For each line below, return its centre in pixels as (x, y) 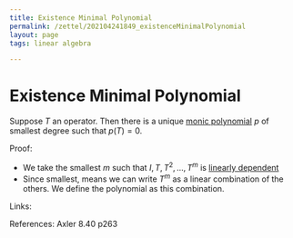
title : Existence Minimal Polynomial (81, 18)
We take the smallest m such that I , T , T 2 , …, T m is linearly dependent (151, 167)
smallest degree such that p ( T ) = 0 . (76, 131)
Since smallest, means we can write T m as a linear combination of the (153, 178)
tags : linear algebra (51, 43)
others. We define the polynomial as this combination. (123, 188)
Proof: (21, 149)
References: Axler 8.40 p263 (64, 223)
